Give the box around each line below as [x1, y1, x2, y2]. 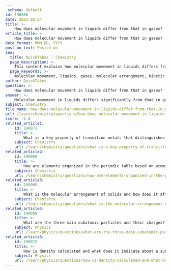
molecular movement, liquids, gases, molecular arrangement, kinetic [14, 74, 165, 79]
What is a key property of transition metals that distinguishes [23, 135, 165, 140]
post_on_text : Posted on [5, 45, 58, 50]
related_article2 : [5, 149, 44, 155]
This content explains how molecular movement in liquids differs [14, 64, 158, 69]
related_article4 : [5, 206, 44, 211]
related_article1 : [5, 121, 44, 126]
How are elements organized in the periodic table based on [23, 163, 154, 168]
